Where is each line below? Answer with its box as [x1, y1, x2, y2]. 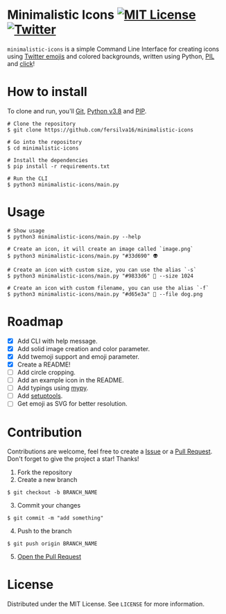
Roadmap [7, 314, 64, 330]
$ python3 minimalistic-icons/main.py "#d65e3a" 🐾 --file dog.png [7, 291, 203, 298]
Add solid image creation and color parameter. [17, 344, 150, 353]
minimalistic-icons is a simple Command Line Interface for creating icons [7, 45, 220, 53]
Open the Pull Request [17, 553, 82, 561]
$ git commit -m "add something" [7, 515, 104, 522]
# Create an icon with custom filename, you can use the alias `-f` [7, 284, 209, 291]
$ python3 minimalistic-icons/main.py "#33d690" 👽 [7, 252, 158, 259]
